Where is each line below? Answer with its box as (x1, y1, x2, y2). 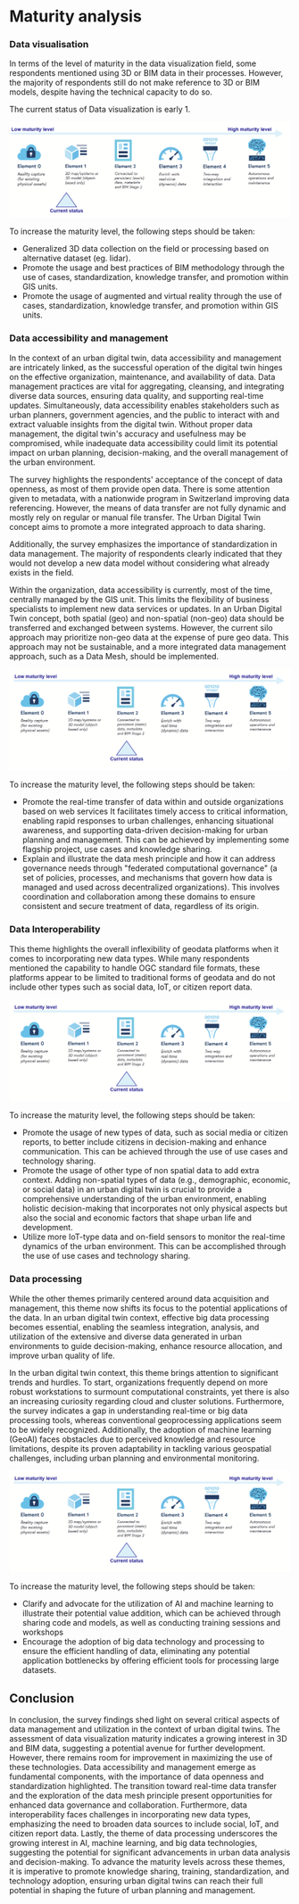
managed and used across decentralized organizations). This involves (21, 882, 280, 893)
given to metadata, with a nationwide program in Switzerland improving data (9, 493, 290, 503)
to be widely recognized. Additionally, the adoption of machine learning (9, 1424, 272, 1435)
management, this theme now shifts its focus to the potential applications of (9, 1303, 288, 1313)
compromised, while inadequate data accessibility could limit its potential (9, 437, 278, 448)
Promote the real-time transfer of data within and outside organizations (21, 797, 284, 807)
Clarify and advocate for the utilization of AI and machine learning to (21, 1599, 274, 1610)
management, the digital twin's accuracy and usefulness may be (9, 428, 247, 439)
